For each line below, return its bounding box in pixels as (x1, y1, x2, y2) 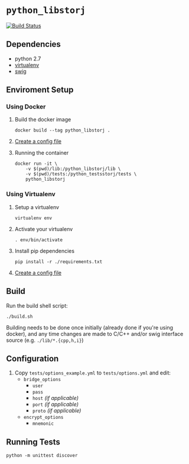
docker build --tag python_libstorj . (14, 127, 110, 133)
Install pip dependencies (14, 247, 75, 254)
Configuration (6, 353, 59, 363)
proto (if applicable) (32, 407, 82, 414)
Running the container (14, 149, 69, 156)
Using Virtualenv (6, 190, 56, 199)
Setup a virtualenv (14, 203, 60, 210)
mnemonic (32, 421, 54, 427)
